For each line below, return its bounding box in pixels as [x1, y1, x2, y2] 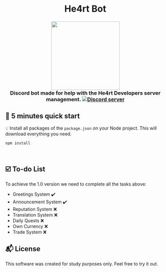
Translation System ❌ [12, 211, 58, 218]
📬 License [5, 245, 41, 253]
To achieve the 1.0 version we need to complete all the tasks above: [5, 181, 147, 187]
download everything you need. [5, 131, 72, 137]
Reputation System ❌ [12, 206, 57, 212]
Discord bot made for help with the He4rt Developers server [10, 89, 161, 97]
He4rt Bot [64, 3, 107, 15]
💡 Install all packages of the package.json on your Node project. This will [5, 125, 157, 131]
